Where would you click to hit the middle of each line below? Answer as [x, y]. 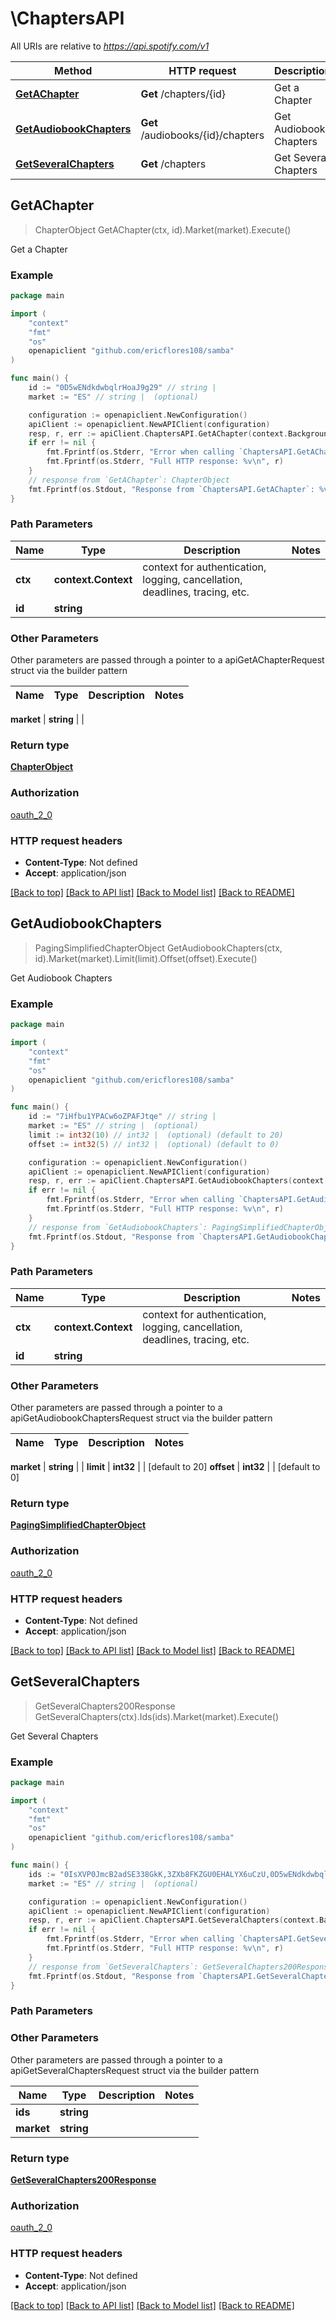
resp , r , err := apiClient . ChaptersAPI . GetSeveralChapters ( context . [174, 1920]
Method [73, 70]
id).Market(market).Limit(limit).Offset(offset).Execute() [146, 958]
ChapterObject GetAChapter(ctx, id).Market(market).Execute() [163, 229]
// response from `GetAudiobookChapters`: [118, 1227]
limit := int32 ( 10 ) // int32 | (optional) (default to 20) [156, 1135]
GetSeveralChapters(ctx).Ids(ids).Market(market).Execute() [157, 1716]
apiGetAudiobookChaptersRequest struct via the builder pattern [141, 1418]
